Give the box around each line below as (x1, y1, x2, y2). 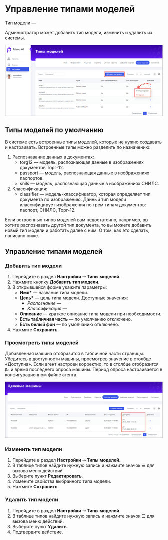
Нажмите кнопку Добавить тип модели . (12, 279, 100, 285)
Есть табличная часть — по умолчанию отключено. (19, 316, 132, 322)
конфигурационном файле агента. (5, 372, 78, 378)
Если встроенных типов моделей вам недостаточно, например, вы (5, 217, 149, 223)
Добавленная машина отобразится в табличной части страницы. (5, 351, 145, 357)
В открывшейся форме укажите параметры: (12, 284, 107, 290)
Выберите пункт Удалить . (12, 523, 68, 529)
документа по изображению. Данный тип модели (19, 196, 126, 203)
